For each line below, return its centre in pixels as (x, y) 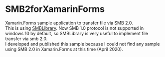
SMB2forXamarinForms (55, 9)
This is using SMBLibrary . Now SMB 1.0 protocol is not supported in (75, 28)
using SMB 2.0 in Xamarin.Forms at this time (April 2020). (64, 49)
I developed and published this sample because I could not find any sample (82, 44)
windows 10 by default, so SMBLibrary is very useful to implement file (77, 33)
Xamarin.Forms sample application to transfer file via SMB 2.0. (69, 23)
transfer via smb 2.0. (26, 39)
